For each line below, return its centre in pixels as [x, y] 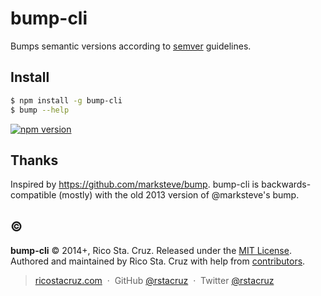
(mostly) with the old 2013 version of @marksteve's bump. [179, 195]
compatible [33, 195]
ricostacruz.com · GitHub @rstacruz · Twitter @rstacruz [154, 281]
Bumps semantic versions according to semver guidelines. [131, 46]
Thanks [34, 160]
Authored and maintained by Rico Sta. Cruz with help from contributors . [158, 261]
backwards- [286, 184]
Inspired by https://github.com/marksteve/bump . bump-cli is [135, 184]
